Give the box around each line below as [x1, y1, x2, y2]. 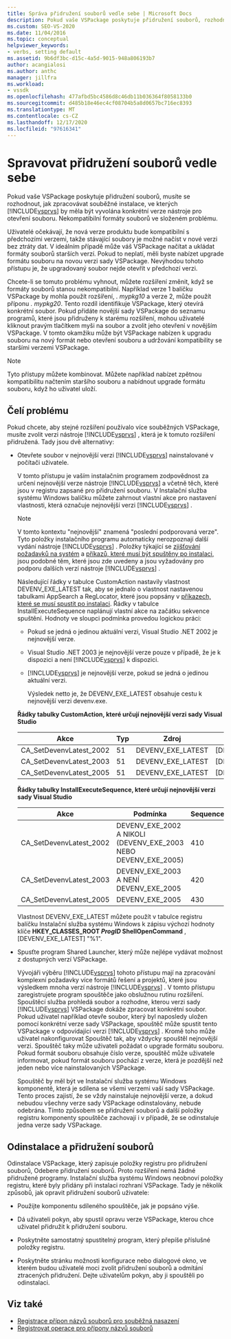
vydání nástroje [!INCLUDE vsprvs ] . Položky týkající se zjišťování [16, 542, 201, 551]
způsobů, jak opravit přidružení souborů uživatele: [7, 1188, 150, 1196]
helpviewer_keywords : [7, 42, 69, 49]
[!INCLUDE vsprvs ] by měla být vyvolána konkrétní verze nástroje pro [7, 207, 202, 216]
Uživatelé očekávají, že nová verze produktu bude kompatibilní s [7, 228, 190, 236]
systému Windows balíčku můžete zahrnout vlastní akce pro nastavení [16, 494, 217, 502]
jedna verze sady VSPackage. [16, 1121, 102, 1130]
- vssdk [7, 87, 30, 94]
